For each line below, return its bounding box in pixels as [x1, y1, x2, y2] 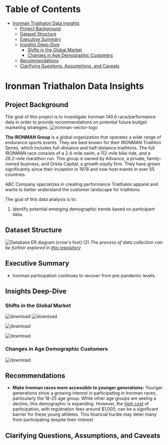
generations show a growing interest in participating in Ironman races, [12, 390, 157, 396]
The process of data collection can [90, 239, 163, 245]
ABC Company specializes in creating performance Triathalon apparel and [5, 181, 158, 187]
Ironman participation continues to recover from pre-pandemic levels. [12, 272, 156, 278]
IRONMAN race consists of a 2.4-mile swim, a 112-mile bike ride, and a [5, 150, 151, 156]
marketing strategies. [5, 124, 49, 130]
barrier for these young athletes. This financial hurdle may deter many [12, 411, 156, 417]
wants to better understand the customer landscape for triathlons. [5, 186, 141, 192]
